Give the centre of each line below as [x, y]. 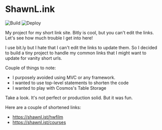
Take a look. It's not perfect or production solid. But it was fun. [69, 98]
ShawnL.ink [30, 9]
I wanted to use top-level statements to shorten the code [71, 83]
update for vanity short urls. [34, 58]
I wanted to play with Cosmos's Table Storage [59, 88]
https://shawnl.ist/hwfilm [38, 117]
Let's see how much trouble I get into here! [49, 38]
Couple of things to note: [31, 68]
